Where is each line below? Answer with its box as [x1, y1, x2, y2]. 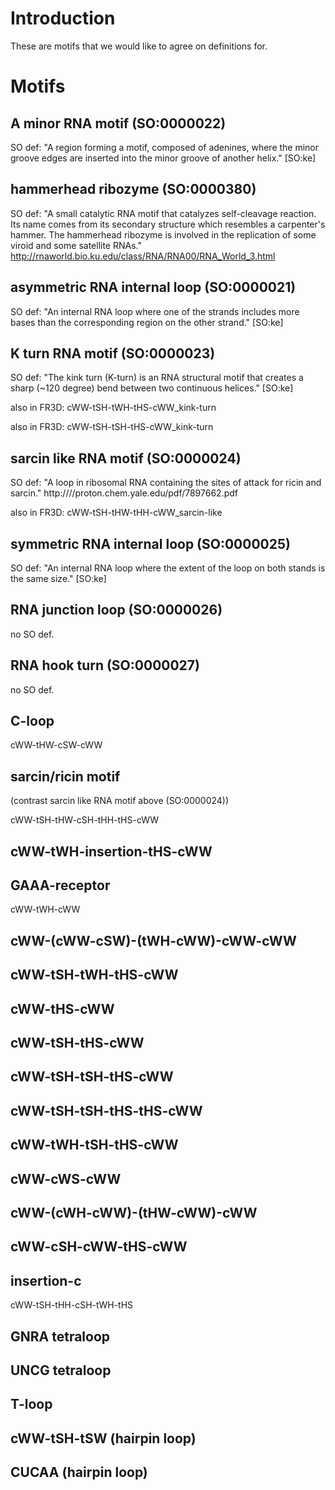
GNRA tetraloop [10, 1328, 111, 1345]
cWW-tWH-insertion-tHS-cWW [10, 843, 213, 860]
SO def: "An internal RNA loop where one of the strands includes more [10, 305, 300, 317]
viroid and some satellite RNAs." [10, 239, 142, 251]
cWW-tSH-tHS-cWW [10, 1035, 145, 1052]
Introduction [10, 7, 116, 30]
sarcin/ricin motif [10, 768, 121, 785]
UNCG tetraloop [10, 1362, 112, 1379]
